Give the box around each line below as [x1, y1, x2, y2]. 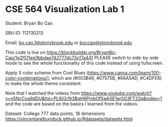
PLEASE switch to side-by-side [94, 54, 159, 61]
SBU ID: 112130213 [5, 30, 44, 36]
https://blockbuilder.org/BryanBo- [46, 49, 117, 55]
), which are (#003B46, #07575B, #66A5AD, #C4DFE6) [47, 75, 162, 81]
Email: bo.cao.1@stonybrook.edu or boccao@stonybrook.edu [5, 39, 132, 46]
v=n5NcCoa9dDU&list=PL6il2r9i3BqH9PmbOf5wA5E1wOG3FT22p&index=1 [5, 95, 162, 101]
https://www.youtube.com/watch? [81, 90, 152, 96]
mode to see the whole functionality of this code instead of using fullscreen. [5, 60, 163, 66]
